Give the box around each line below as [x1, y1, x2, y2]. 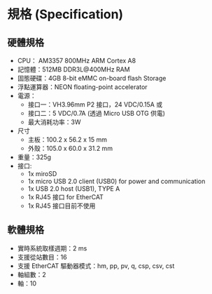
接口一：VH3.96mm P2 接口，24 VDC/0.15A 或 [27, 100, 163, 109]
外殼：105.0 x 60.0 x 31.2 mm [27, 145, 113, 152]
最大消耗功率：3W [27, 118, 82, 126]
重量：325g [17, 153, 51, 161]
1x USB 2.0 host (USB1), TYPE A [27, 185, 120, 193]
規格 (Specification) [7, 6, 124, 22]
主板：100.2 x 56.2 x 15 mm [27, 135, 107, 144]
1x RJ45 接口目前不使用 [27, 201, 96, 210]
